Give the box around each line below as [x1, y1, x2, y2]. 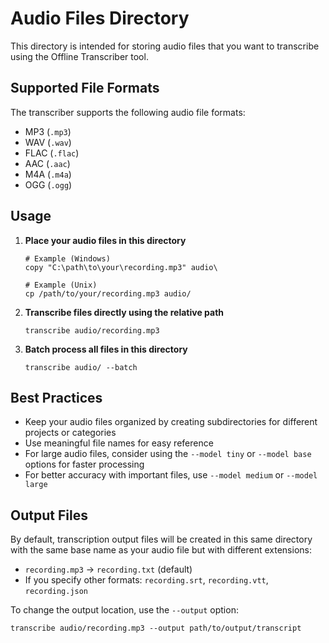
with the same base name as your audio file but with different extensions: [10, 544, 312, 556]
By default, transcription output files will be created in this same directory [10, 533, 313, 546]
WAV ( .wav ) [24, 136, 72, 148]
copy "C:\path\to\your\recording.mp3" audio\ [24, 262, 218, 272]
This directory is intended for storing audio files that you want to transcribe [10, 40, 320, 52]
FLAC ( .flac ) [24, 147, 80, 159]
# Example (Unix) [24, 280, 98, 290]
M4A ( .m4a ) [24, 168, 72, 180]
